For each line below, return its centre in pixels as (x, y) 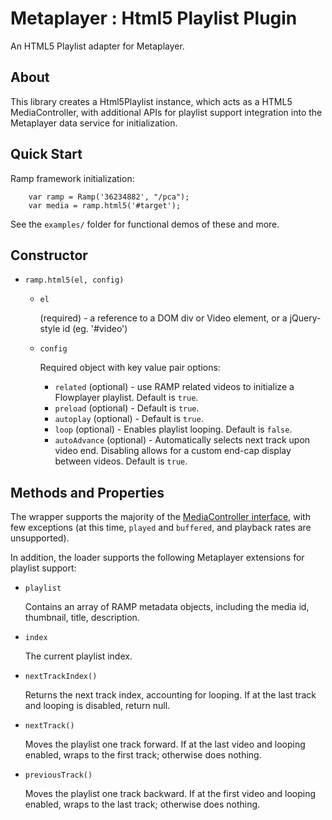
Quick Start (46, 154)
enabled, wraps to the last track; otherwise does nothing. (142, 804)
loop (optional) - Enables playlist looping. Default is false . (173, 429)
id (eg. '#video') (95, 329)
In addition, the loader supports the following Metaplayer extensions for (157, 558)
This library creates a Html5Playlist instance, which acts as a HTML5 (151, 101)
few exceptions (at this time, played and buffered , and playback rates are (161, 528)
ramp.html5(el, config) (74, 280)
